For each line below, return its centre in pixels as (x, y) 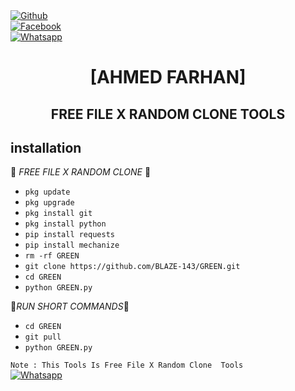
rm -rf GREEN (52, 256)
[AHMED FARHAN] (168, 77)
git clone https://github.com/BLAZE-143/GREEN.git (132, 267)
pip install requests (69, 235)
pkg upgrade (49, 203)
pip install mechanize (72, 245)
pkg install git (58, 214)
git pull (43, 337)
